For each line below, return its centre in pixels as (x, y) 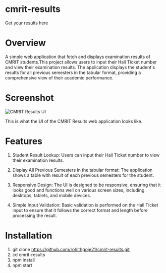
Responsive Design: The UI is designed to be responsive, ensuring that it (86, 185)
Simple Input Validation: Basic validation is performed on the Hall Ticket (85, 205)
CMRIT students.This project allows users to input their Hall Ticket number (81, 62)
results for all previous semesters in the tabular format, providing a (73, 72)
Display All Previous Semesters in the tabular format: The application (82, 170)
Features (24, 141)
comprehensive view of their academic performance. (59, 77)
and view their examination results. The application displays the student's (80, 67)
